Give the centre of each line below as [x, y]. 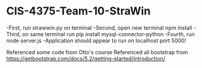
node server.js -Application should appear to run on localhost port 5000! [96, 40]
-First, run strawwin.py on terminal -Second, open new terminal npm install [99, 28]
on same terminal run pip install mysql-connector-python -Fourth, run [108, 34]
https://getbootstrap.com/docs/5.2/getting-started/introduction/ [86, 58]
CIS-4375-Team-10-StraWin [78, 11]
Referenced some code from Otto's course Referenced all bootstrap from [97, 52]
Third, [14, 34]
